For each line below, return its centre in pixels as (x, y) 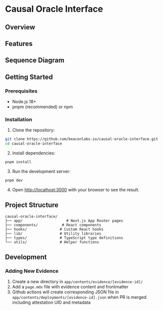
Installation (19, 119)
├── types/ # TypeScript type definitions (64, 238)
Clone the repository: (33, 130)
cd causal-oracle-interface (34, 144)
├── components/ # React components (53, 225)
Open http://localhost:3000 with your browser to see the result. (76, 190)
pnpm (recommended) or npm (42, 107)
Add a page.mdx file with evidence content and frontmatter (70, 287)
